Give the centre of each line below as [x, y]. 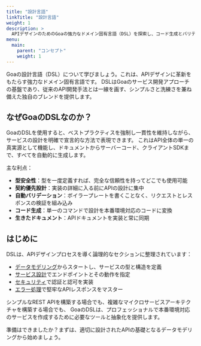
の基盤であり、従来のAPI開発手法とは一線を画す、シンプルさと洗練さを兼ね [99, 89]
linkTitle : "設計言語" [33, 17]
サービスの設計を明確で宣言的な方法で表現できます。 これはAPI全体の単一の [100, 140]
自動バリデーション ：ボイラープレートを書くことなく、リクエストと [98, 196]
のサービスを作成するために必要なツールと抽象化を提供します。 [85, 317]
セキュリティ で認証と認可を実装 [54, 282]
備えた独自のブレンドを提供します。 [51, 96]
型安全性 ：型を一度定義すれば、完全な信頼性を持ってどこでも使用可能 [101, 181]
